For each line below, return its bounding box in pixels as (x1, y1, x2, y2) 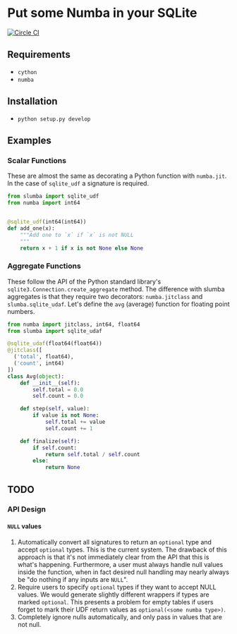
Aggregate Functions (7, 261, 81, 271)
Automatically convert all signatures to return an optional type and (17, 537, 212, 546)
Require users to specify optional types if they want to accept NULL (17, 583, 217, 591)
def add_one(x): (7, 224, 55, 232)
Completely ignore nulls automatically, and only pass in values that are (17, 612, 222, 621)
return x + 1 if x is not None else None (20, 245, 143, 252)
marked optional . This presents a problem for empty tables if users (17, 597, 214, 606)
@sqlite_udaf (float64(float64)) (7, 340, 102, 347)
